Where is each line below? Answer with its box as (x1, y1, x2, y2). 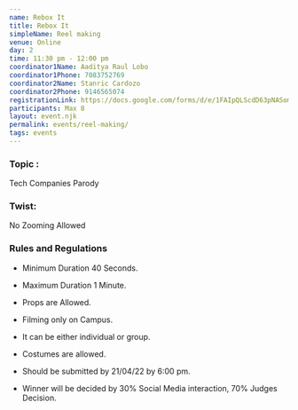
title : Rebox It (9, 21, 69, 30)
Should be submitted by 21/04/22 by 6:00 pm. (21, 366, 191, 376)
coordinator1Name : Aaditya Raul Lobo (9, 63, 149, 72)
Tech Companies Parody (9, 178, 99, 189)
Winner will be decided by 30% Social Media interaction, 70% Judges (21, 382, 278, 393)
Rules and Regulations (9, 242, 108, 255)
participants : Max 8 (9, 104, 86, 113)
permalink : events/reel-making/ (9, 121, 129, 130)
